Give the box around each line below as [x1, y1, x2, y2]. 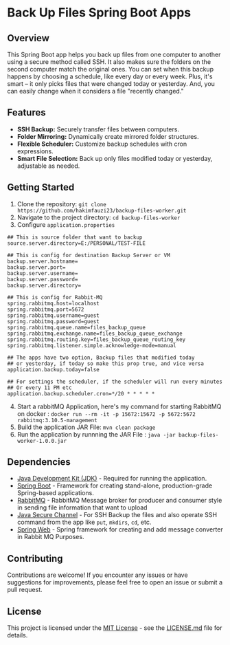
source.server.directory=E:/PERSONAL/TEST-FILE [7, 239, 146, 247]
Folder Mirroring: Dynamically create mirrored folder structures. [16, 132, 199, 140]
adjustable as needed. [16, 162, 80, 170]
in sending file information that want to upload [16, 503, 148, 512]
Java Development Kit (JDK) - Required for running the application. [16, 474, 207, 483]
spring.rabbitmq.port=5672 [7, 306, 84, 313]
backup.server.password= [7, 276, 78, 283]
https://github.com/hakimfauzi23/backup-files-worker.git [16, 207, 187, 214]
